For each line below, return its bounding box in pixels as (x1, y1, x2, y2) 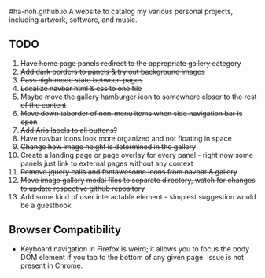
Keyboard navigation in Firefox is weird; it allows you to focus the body (20, 243, 250, 254)
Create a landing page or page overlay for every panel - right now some (20, 150, 254, 159)
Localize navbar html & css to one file (20, 83, 142, 93)
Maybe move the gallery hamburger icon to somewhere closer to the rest (20, 92, 257, 101)
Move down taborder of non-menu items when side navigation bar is (20, 108, 243, 118)
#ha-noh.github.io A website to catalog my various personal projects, (9, 7, 234, 16)
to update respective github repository (20, 184, 145, 193)
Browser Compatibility (9, 223, 121, 236)
